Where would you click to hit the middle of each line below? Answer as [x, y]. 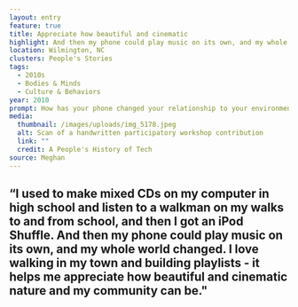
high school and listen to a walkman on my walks [147, 207]
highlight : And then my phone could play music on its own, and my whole [149, 42]
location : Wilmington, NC [57, 51]
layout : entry [35, 17]
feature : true [35, 26]
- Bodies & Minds [49, 83]
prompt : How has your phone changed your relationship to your [129, 108]
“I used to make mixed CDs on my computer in [139, 193]
